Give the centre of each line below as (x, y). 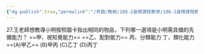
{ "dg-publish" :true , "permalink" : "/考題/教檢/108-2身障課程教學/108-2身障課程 (100, 12)
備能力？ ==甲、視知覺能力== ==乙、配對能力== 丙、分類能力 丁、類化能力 (100, 37)
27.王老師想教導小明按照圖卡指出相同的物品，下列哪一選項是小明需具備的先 (100, 29)
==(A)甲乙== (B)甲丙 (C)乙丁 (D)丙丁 (52, 44)
